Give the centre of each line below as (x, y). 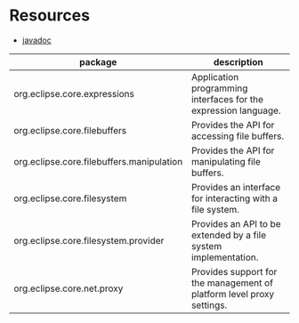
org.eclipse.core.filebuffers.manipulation (98, 161)
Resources (50, 16)
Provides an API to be (236, 223)
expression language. (236, 110)
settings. (209, 305)
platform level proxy (233, 294)
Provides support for (234, 271)
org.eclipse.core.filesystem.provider (89, 240)
